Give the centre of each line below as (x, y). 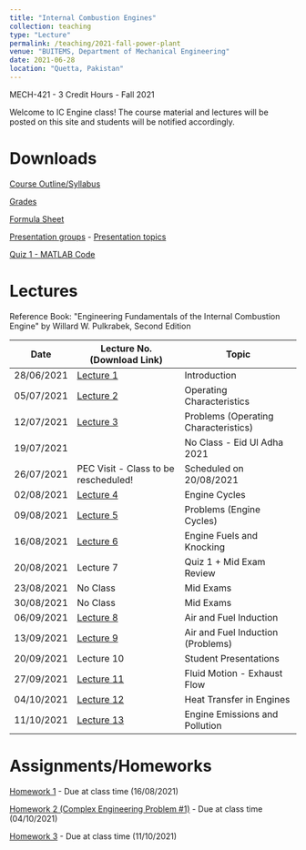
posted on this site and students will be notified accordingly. (122, 121)
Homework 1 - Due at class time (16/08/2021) (94, 791)
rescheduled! (105, 480)
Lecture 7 (97, 567)
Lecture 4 (97, 494)
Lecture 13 (101, 720)
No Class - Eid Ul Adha (234, 442)
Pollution (203, 725)
